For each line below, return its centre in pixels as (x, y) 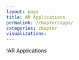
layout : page (22, 12)
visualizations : (26, 34)
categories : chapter (32, 28)
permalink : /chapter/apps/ (40, 23)
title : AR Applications (36, 17)
